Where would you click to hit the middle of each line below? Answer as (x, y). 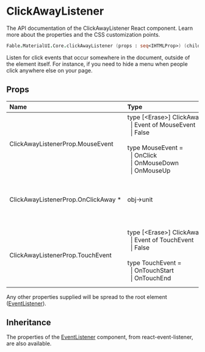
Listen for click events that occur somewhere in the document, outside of (98, 57)
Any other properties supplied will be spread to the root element (87, 296)
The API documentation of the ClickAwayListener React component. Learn (100, 28)
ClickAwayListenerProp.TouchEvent (60, 255)
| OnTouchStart (152, 270)
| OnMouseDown (154, 163)
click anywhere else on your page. (49, 70)
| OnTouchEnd (151, 278)
